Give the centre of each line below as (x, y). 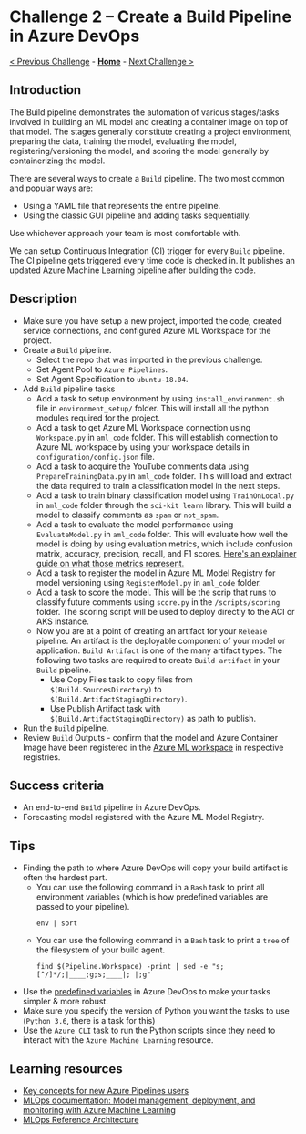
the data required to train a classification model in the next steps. (158, 485)
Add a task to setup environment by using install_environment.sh (160, 398)
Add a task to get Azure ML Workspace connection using (143, 427)
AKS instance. (62, 621)
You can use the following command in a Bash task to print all (150, 888)
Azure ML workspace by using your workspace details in (143, 447)
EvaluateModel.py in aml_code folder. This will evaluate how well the (162, 534)
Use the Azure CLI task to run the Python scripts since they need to (149, 1030)
